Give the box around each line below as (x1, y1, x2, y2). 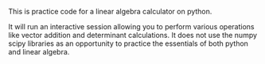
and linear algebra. (8, 47, 70, 56)
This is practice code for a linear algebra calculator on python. (8, 7, 212, 16)
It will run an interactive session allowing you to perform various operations (8, 22, 255, 31)
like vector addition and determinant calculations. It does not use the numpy (8, 31, 257, 40)
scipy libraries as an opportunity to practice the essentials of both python (8, 39, 249, 48)
